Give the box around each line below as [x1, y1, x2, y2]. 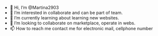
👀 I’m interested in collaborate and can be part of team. [9, 10, 123, 16]
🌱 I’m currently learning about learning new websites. [9, 15, 119, 20]
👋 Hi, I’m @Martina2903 [9, 5, 59, 10]
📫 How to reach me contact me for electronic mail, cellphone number [9, 26, 153, 31]
